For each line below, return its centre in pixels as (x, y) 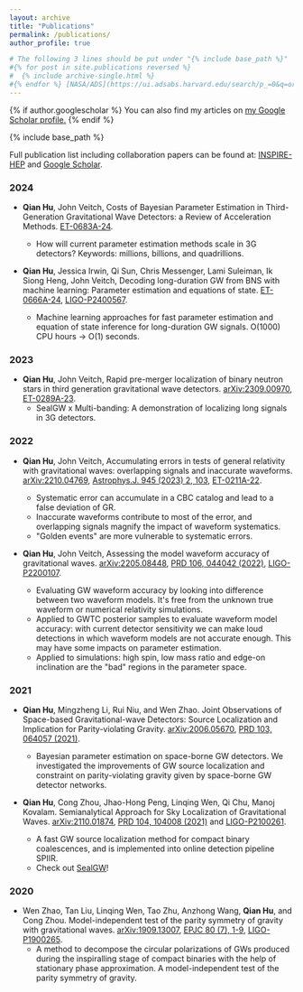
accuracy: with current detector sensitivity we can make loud (149, 628)
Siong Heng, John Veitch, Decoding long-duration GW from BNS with (151, 281)
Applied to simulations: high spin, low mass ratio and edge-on (151, 657)
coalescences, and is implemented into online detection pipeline (155, 848)
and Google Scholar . (65, 164)
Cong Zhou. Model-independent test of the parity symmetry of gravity (153, 921)
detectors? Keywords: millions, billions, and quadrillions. (140, 254)
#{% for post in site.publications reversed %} (101, 68)
